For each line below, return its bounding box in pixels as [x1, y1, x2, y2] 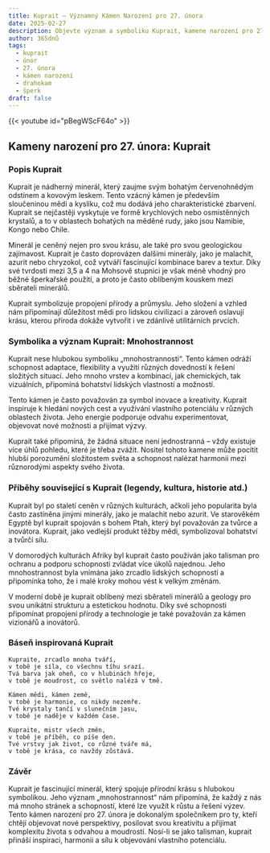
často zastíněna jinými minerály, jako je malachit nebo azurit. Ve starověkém [8, 509, 260, 519]
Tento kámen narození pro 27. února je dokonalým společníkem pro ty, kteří [8, 810, 257, 819]
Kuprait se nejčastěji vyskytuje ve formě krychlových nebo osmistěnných [8, 207, 251, 217]
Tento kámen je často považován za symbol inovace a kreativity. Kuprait [8, 395, 247, 405]
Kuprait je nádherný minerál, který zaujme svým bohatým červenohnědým [8, 182, 254, 192]
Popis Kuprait [8, 163, 63, 175]
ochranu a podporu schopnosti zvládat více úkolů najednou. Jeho [8, 558, 226, 568]
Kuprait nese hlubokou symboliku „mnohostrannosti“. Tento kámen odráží [8, 354, 252, 364]
